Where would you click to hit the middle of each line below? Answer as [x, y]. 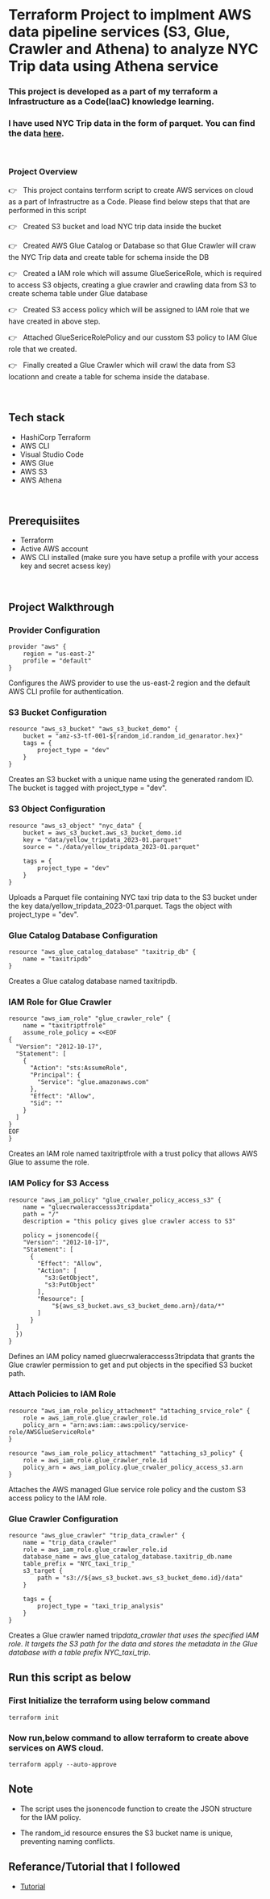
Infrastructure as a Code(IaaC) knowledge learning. [112, 102]
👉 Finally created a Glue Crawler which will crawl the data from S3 [122, 365]
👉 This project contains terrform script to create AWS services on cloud [131, 190]
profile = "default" [57, 661]
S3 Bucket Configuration [58, 712]
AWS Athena [41, 480]
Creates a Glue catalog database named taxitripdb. [93, 981]
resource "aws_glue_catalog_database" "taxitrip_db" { [102, 952]
